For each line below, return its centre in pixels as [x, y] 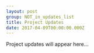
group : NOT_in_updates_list [40, 17]
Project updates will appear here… [47, 44]
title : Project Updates [35, 22]
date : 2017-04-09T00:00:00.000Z [45, 28]
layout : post [22, 11]
